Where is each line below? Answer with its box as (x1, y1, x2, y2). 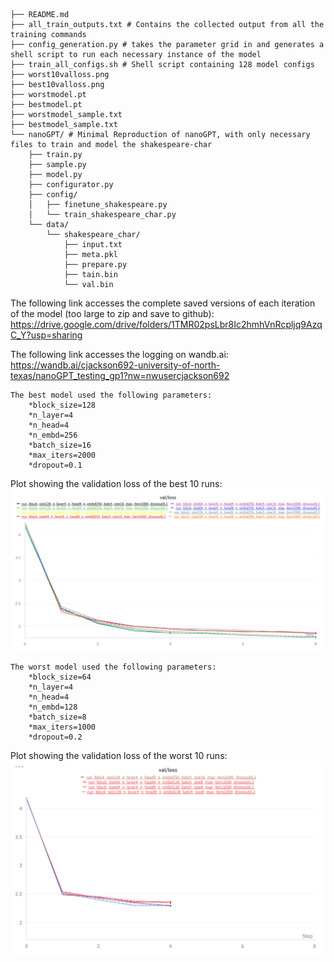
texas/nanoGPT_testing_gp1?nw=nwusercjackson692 (10, 370, 230, 381)
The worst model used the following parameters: (10, 662, 217, 673)
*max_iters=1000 (28, 722, 97, 733)
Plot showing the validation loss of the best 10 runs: (10, 478, 223, 489)
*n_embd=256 (28, 430, 78, 440)
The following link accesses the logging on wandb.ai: (10, 349, 229, 360)
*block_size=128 (28, 400, 97, 410)
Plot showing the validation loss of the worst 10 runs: (10, 750, 228, 762)
